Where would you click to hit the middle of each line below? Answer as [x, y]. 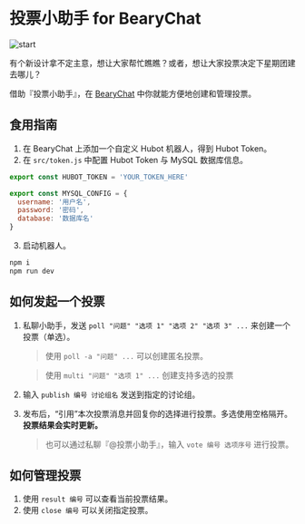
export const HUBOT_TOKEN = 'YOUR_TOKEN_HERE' [99, 177]
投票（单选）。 [49, 336]
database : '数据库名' [55, 218]
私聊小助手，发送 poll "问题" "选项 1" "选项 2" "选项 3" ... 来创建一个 [156, 325]
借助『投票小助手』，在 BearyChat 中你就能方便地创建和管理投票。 [133, 93]
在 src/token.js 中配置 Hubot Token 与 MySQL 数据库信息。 [135, 160]
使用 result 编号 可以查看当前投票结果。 [98, 499]
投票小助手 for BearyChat [105, 19]
